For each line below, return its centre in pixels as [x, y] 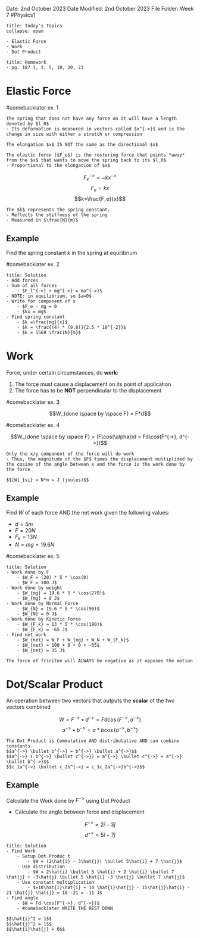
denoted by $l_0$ [28, 124]
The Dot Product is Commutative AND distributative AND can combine [93, 741]
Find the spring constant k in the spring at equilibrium [72, 253]
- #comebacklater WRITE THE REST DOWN [65, 908]
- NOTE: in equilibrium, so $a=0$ [49, 296]
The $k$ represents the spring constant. [58, 210]
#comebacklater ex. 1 [32, 107]
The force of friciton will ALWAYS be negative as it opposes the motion [100, 660]
